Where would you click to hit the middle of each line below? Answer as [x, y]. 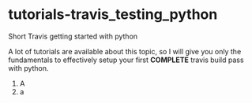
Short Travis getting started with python [73, 36]
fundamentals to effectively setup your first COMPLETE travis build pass [126, 60]
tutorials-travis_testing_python [113, 15]
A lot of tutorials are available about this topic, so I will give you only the [125, 51]
